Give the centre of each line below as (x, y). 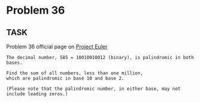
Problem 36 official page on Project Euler (57, 46)
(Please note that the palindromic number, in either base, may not (93, 89)
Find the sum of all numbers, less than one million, (75, 73)
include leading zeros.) (37, 94)
